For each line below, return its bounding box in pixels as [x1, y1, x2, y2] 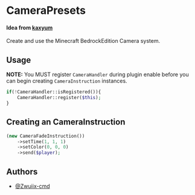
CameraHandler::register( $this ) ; [17, 95, 101, 101]
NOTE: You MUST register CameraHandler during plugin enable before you [6, 71, 189, 78]
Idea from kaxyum [6, 24, 53, 31]
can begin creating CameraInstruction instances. [6, 77, 128, 85]
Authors [6, 167, 38, 177]
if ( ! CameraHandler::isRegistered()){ [6, 89, 101, 95]
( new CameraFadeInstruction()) [6, 133, 85, 139]
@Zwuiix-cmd [14, 182, 50, 190]
